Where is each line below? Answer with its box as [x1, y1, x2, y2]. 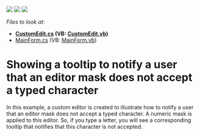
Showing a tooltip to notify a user [6, 58, 177, 72]
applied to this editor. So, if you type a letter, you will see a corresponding [6, 116, 191, 124]
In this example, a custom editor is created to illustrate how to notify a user [6, 103, 194, 110]
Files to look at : [6, 18, 45, 25]
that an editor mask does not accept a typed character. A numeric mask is [6, 110, 192, 117]
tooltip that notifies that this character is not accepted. [6, 123, 143, 130]
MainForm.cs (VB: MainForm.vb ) [15, 36, 97, 44]
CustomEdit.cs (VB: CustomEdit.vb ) [15, 30, 109, 37]
